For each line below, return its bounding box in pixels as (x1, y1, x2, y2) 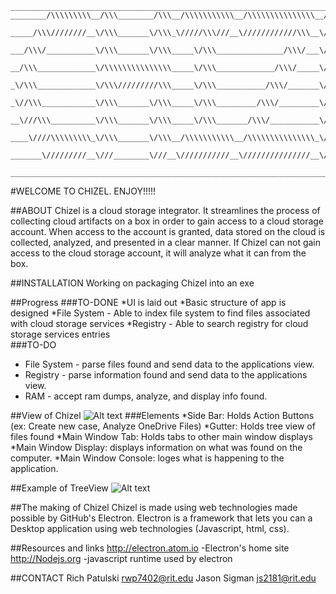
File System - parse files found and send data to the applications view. (24, 358, 315, 370)
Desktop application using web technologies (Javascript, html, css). (10, 523, 290, 534)
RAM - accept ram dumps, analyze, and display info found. (24, 390, 268, 402)
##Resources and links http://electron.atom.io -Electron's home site (10, 542, 290, 554)
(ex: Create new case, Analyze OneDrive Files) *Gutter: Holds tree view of (10, 420, 316, 432)
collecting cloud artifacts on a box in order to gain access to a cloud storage (10, 215, 325, 227)
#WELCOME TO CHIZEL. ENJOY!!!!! (10, 185, 157, 197)
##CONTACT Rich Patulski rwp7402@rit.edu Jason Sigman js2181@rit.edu (10, 572, 317, 584)
